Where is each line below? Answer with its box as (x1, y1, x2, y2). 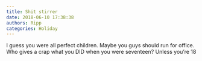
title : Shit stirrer (6, 8, 58, 15)
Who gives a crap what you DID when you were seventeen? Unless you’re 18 (6, 48, 197, 56)
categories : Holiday (6, 25, 58, 32)
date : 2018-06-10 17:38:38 (6, 14, 74, 20)
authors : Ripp (6, 20, 42, 26)
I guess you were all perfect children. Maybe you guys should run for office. (6, 42, 195, 49)
